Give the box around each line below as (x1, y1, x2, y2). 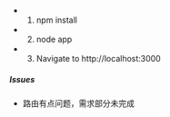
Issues (9, 73, 35, 84)
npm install (35, 15, 77, 25)
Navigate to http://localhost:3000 (35, 54, 161, 63)
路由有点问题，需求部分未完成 (22, 97, 135, 109)
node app (35, 34, 73, 44)
